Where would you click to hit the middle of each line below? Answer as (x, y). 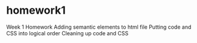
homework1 (36, 10)
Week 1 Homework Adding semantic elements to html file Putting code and (99, 27)
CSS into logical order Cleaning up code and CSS (67, 33)
